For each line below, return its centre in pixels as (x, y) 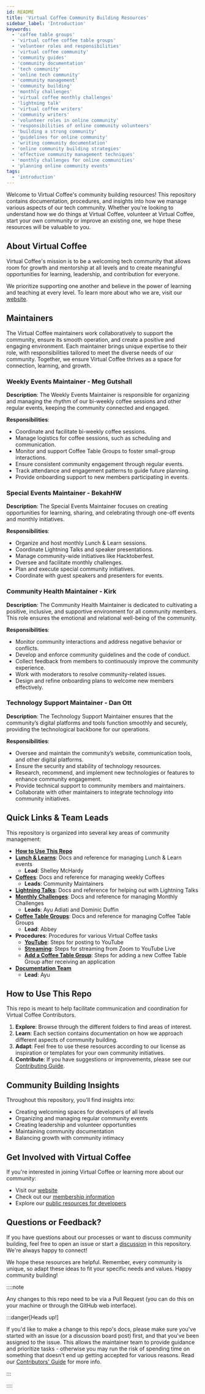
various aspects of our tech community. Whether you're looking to (90, 208)
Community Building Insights (63, 1085)
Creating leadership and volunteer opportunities (76, 1125)
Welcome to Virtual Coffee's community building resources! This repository (101, 194)
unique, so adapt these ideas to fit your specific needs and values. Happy (99, 1268)
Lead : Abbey (40, 929)
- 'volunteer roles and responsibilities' (67, 47)
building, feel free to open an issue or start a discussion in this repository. (99, 1243)
